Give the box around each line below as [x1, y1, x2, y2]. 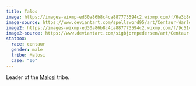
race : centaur [11, 42, 45, 47]
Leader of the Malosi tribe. [6, 74, 70, 81]
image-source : [6, 19, 41, 25]
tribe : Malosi [11, 52, 45, 58]
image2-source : [6, 30, 43, 36]
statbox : [6, 36, 27, 42]
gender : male [11, 47, 43, 53]
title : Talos [6, 8, 38, 15]
